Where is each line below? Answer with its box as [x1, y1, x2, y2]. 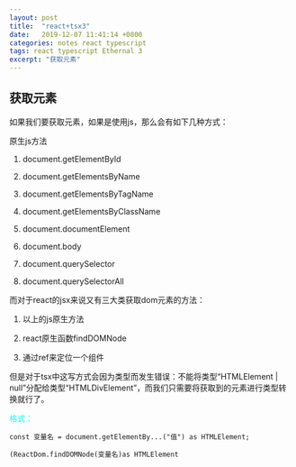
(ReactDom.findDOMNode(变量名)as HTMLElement [9, 450, 179, 459]
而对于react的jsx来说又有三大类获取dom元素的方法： [9, 294, 205, 305]
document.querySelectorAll [22, 276, 124, 287]
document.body [22, 241, 82, 252]
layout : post [9, 13, 58, 23]
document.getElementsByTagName [22, 188, 155, 199]
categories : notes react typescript [9, 38, 147, 48]
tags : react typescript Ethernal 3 [9, 47, 143, 56]
